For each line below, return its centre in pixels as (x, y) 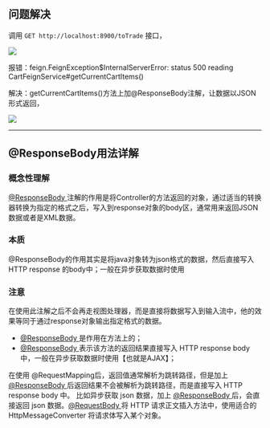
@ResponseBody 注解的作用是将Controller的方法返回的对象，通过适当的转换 (135, 197)
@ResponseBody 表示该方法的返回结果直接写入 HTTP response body (135, 349)
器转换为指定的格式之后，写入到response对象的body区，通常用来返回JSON (133, 207)
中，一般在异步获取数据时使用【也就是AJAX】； (98, 358)
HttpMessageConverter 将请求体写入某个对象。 (87, 415)
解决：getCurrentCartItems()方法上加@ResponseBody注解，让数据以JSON (132, 93)
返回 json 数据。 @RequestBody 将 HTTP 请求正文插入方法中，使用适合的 (136, 406)
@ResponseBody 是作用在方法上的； (81, 338)
